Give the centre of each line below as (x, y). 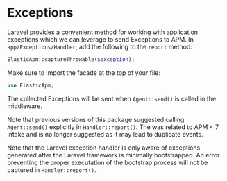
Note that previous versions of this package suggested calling (96, 119)
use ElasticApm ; (31, 85)
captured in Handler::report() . (52, 170)
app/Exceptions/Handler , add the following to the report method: (100, 46)
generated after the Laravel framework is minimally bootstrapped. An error (113, 155)
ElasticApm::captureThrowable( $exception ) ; (71, 59)
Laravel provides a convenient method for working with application (103, 32)
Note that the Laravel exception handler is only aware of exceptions (104, 148)
